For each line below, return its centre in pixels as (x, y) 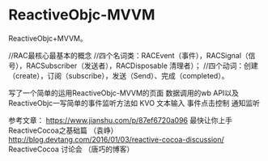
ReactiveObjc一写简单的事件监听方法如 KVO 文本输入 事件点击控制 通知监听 (134, 103)
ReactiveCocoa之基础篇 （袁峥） (63, 130)
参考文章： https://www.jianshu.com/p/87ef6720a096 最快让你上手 (121, 120)
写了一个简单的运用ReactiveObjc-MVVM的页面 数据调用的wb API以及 (123, 93)
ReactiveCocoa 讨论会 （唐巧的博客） (71, 149)
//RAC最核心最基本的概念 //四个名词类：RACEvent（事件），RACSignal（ (128, 55)
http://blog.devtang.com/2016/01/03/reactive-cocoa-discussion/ (116, 139)
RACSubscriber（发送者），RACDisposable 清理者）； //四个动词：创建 (142, 66)
